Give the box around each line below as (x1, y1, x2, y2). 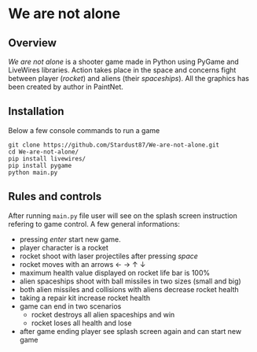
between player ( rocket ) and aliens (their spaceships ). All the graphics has (8, 74, 250, 83)
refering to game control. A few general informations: (8, 219, 181, 228)
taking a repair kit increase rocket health (19, 293, 151, 302)
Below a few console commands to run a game (8, 125, 160, 135)
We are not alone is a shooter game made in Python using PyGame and (8, 57, 240, 66)
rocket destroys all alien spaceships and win (31, 309, 175, 319)
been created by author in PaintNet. (8, 82, 124, 91)
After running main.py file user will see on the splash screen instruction (8, 210, 237, 220)
